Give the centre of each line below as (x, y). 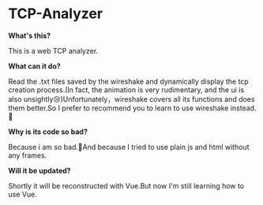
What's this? (30, 35)
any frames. (28, 155)
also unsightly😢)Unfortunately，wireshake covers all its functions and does (131, 99)
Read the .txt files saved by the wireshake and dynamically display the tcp (128, 81)
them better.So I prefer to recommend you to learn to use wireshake (118, 108)
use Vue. (23, 194)
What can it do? (34, 66)
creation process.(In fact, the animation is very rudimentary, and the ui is (126, 89)
